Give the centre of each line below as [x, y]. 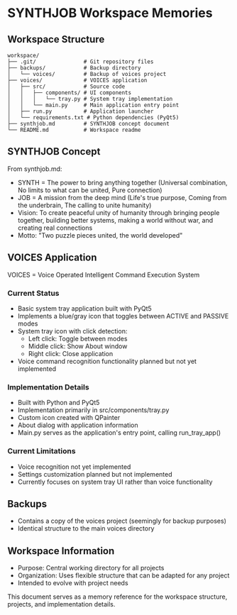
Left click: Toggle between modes [78, 338]
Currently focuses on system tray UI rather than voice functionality [115, 482]
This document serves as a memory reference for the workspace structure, [117, 597]
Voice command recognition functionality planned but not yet [107, 361]
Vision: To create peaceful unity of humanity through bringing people [118, 212]
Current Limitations [42, 451]
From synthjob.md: [35, 169]
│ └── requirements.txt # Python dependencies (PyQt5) [93, 118]
